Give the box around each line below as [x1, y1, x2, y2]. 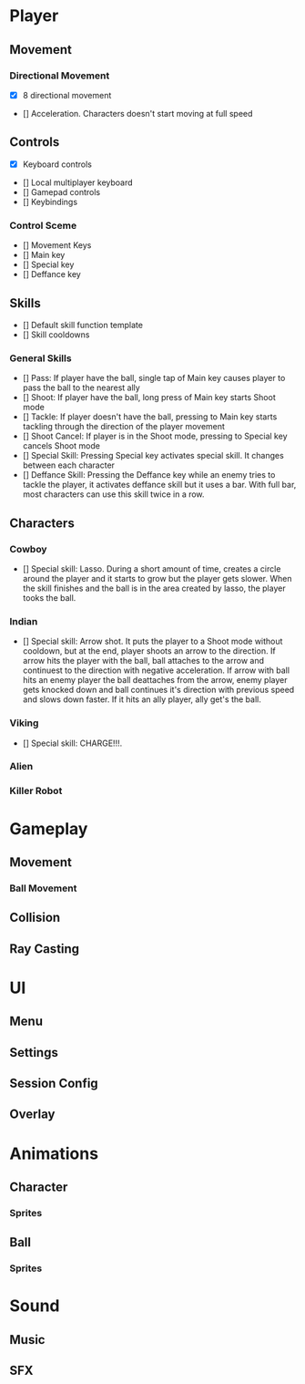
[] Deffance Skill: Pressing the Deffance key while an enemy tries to [22, 470, 276, 480]
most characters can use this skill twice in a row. [22, 489, 205, 500]
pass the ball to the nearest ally [22, 382, 141, 393]
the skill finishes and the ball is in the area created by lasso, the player [22, 583, 286, 594]
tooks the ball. [22, 592, 76, 603]
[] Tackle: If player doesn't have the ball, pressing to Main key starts [22, 411, 278, 422]
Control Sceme [9, 219, 77, 232]
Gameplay [9, 818, 88, 839]
